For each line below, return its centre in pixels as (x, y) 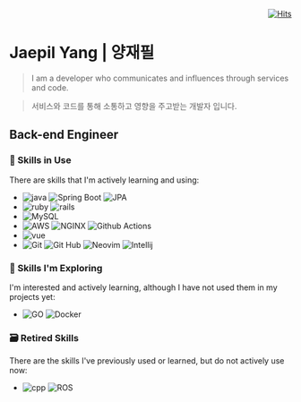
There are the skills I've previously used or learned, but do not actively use (147, 361)
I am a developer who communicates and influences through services (160, 78)
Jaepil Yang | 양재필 (82, 53)
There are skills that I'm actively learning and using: (104, 180)
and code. (50, 87)
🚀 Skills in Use (40, 160)
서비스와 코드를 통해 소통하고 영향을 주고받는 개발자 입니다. (134, 106)
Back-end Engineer (64, 135)
